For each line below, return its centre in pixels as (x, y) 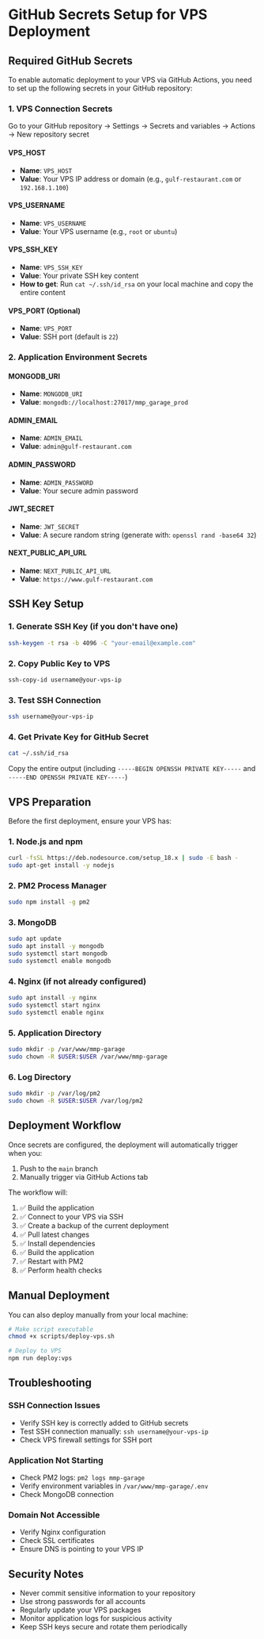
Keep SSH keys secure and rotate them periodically (104, 1627)
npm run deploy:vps (40, 1358)
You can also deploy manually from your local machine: (98, 1315)
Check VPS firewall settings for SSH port (86, 1439)
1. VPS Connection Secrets (60, 109)
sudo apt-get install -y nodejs (61, 866)
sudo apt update (35, 939)
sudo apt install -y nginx (53, 998)
